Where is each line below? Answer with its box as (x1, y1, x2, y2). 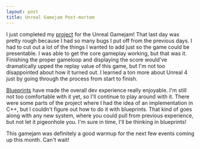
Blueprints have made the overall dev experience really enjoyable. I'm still (6, 86, 187, 94)
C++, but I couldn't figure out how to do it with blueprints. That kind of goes (6, 105, 192, 113)
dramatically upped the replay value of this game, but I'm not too (6, 62, 165, 69)
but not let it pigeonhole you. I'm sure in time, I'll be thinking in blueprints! (6, 118, 187, 125)
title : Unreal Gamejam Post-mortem (6, 14, 95, 20)
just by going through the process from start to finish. (6, 75, 138, 82)
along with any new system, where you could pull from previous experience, (6, 111, 194, 119)
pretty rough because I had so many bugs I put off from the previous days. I (6, 37, 192, 44)
